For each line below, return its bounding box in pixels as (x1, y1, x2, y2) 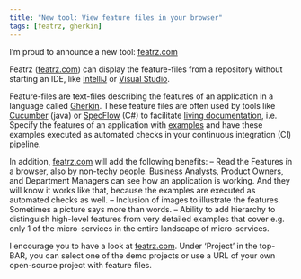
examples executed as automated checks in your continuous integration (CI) (9, 129, 292, 139)
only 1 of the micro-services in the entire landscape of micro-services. (9, 222, 270, 234)
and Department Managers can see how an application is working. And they (9, 175, 290, 185)
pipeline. (9, 139, 41, 149)
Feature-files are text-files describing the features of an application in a (9, 91, 274, 102)
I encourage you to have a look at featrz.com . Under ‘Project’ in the (9, 240, 258, 251)
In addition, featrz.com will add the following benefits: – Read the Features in (9, 156, 293, 166)
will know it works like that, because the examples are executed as (9, 184, 256, 195)
